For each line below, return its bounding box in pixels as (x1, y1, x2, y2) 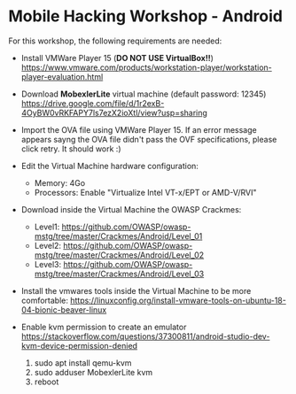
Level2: (34, 240, 62, 251)
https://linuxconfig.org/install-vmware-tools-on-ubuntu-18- (69, 295, 287, 305)
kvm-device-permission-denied (20, 340, 138, 351)
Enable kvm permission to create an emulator (20, 321, 187, 332)
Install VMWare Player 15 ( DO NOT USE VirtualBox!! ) (20, 52, 214, 63)
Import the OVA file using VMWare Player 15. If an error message (20, 124, 258, 135)
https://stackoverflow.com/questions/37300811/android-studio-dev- (20, 330, 270, 342)
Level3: (34, 259, 62, 269)
